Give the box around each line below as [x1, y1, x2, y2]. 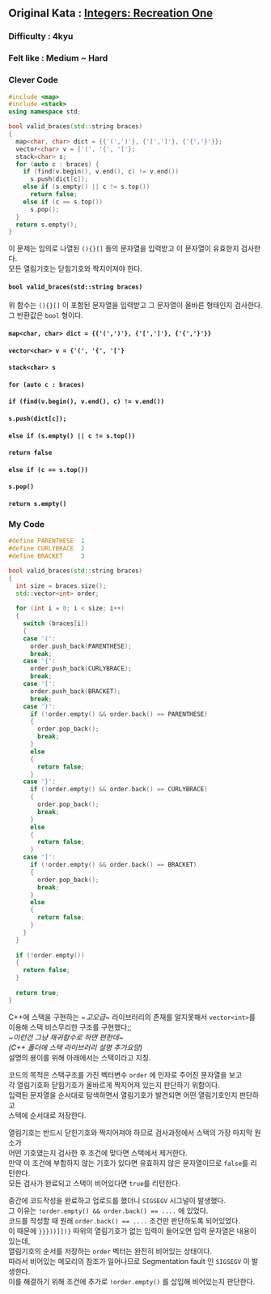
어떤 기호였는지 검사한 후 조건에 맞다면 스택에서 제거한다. [8, 1147, 188, 1158]
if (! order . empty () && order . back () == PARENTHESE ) [29, 709, 208, 718]
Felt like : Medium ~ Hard [8, 53, 108, 64]
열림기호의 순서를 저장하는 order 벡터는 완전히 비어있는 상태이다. [8, 1246, 213, 1256]
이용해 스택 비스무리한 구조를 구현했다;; [8, 1022, 132, 1032]
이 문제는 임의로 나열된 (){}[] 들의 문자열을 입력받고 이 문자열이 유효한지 [8, 243, 239, 254]
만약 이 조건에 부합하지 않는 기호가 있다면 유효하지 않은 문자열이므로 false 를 [8, 1158, 249, 1168]
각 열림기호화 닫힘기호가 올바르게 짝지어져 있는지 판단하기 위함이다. [8, 1080, 220, 1090]
